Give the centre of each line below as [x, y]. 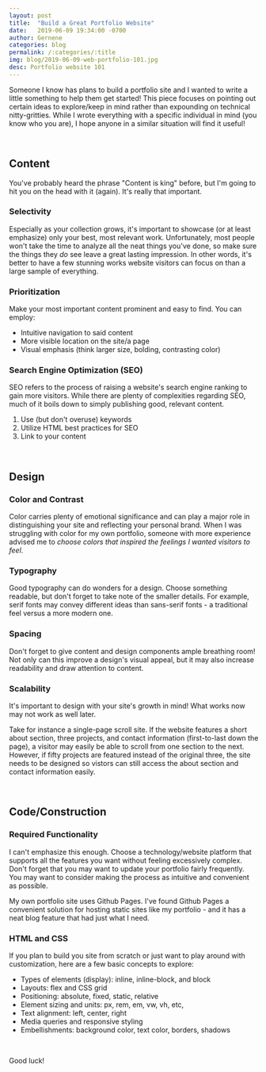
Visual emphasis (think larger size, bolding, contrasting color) [120, 350]
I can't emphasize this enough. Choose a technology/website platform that [130, 852]
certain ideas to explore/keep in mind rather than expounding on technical [129, 106]
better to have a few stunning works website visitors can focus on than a [127, 262]
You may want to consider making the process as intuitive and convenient [129, 877]
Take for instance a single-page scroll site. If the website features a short [128, 729]
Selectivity [30, 212]
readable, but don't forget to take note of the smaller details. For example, [129, 596]
